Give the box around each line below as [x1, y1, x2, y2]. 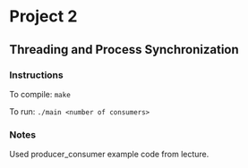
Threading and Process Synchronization [9, 42, 239, 57]
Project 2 [9, 6, 78, 27]
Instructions [9, 69, 64, 81]
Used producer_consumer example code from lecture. [9, 149, 210, 160]
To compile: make [9, 88, 72, 99]
